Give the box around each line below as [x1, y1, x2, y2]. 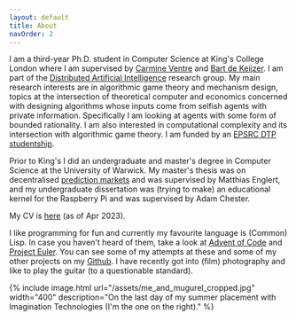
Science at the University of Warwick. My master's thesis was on [9, 165, 246, 176]
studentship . [9, 138, 55, 149]
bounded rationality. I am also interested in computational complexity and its [9, 120, 288, 130]
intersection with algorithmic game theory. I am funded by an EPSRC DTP [9, 129, 277, 140]
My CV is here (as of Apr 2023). [9, 210, 126, 222]
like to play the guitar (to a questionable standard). [9, 265, 193, 276]
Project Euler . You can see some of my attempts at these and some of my [9, 247, 277, 257]
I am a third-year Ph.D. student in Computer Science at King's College [9, 54, 264, 65]
